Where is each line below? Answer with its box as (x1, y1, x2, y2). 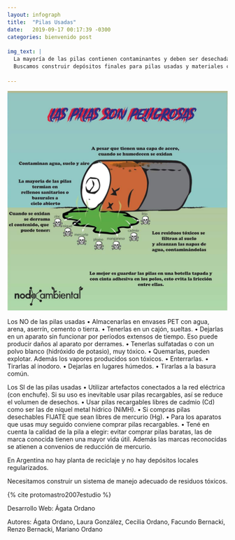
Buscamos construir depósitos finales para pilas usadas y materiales (13, 63, 224, 70)
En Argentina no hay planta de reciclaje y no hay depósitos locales (7, 455, 199, 464)
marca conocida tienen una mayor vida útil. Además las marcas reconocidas (7, 434, 227, 443)
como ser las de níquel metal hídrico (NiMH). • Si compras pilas (7, 405, 191, 413)
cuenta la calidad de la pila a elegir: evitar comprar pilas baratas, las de (7, 427, 212, 436)
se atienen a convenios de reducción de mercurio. (7, 442, 152, 450)
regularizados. (7, 463, 49, 471)
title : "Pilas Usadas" (7, 18, 77, 26)
